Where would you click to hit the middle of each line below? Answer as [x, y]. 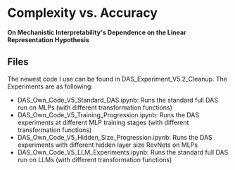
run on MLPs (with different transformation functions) [95, 107]
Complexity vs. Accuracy [83, 13]
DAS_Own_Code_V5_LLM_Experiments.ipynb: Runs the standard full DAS [123, 152]
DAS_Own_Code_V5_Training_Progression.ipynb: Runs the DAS [108, 115]
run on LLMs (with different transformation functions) [95, 159]
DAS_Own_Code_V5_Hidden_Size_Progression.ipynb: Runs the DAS [115, 137]
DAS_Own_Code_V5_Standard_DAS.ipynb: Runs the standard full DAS [118, 100]
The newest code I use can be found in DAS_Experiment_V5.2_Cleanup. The [117, 79]
